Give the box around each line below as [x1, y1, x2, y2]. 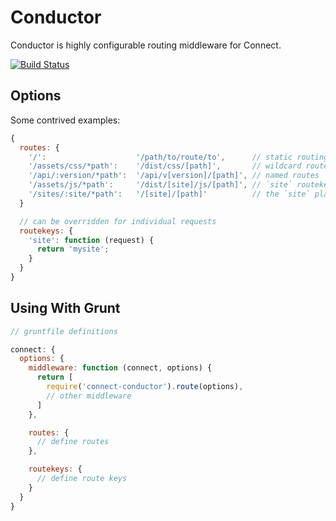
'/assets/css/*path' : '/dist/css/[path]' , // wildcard [28, 161, 302, 171]
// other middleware [46, 391, 132, 401]
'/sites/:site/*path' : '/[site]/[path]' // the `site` [28, 189, 311, 199]
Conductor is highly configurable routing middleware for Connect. [10, 39, 282, 51]
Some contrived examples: [10, 114, 121, 126]
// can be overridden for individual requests [19, 216, 217, 226]
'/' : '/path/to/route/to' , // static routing [28, 152, 329, 162]
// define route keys [36, 474, 128, 484]
